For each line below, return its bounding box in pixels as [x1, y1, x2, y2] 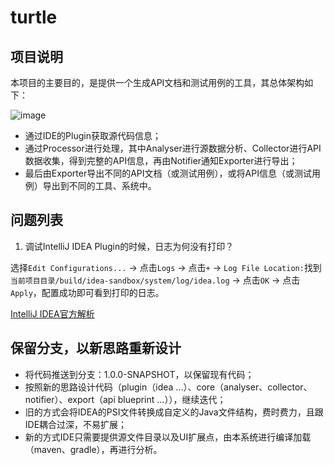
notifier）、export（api [24, 393, 116, 405]
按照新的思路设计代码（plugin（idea [24, 381, 174, 393]
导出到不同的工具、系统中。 [42, 180, 157, 191]
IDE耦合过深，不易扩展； [24, 418, 128, 430]
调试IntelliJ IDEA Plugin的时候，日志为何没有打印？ [24, 240, 235, 252]
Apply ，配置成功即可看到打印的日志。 [10, 286, 165, 298]
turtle [10, 6, 58, 29]
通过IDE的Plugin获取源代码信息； [24, 130, 162, 141]
